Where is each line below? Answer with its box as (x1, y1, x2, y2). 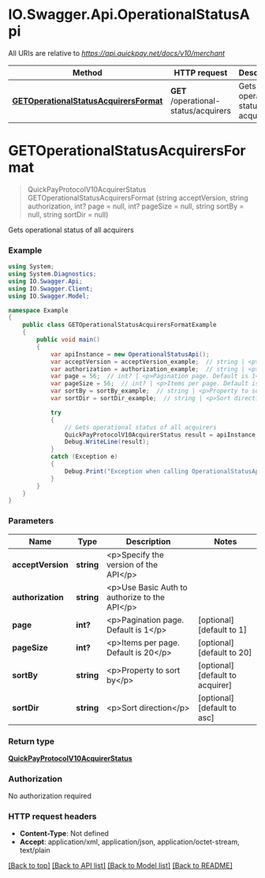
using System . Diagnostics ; (8, 270, 97, 278)
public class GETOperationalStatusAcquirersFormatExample (22, 321, 217, 329)
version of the (106, 559, 158, 570)
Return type (8, 736, 55, 747)
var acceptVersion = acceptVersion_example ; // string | (50, 358, 245, 366)
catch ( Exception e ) (50, 452, 118, 461)
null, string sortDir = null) (27, 209, 109, 219)
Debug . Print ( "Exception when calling (64, 467, 189, 475)
